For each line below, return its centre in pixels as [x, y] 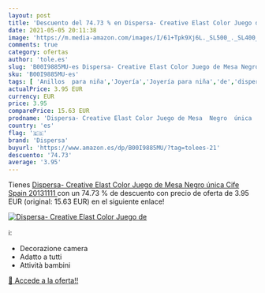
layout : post [30, 15]
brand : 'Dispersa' [38, 140]
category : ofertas [38, 52]
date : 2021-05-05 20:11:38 [52, 30]
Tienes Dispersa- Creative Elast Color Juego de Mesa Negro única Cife [124, 185]
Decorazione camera [54, 249]
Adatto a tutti [41, 257]
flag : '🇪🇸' [28, 133]
